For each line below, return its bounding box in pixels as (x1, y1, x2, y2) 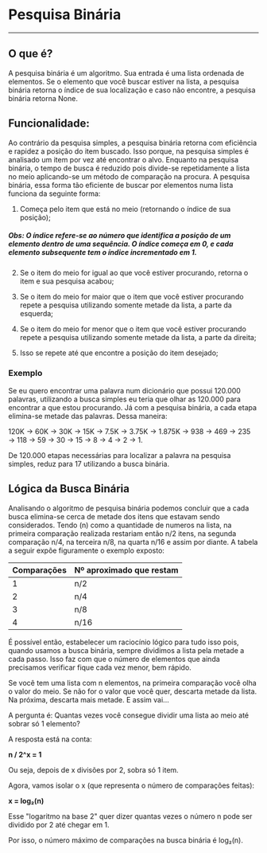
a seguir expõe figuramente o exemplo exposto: (8, 546, 165, 555)
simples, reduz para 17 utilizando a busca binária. (8, 459, 170, 468)
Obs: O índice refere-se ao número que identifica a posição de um (8, 231, 231, 241)
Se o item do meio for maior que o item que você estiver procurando (19, 292, 244, 301)
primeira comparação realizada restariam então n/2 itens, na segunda (8, 528, 237, 538)
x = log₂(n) (8, 796, 44, 805)
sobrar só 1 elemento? (8, 718, 81, 728)
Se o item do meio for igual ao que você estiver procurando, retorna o (19, 268, 249, 277)
